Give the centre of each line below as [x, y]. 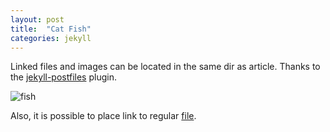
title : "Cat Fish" [51, 29]
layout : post [37, 19]
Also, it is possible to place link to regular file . [103, 116]
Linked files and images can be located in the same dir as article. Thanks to [165, 67]
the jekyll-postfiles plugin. [63, 77]
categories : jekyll [51, 38]
